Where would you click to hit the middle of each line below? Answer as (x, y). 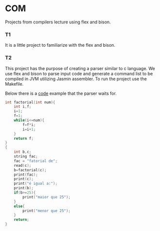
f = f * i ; (29, 124)
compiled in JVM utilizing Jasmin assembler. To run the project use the (76, 79)
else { (19, 206)
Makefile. (14, 84)
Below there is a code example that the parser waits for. (61, 93)
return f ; (24, 138)
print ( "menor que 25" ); (46, 211)
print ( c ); (24, 179)
